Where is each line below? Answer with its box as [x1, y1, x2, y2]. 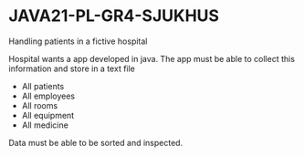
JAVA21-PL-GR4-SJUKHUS [8, 5, 220, 26]
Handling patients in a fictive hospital [8, 36, 148, 47]
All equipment [21, 110, 75, 120]
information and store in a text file [8, 63, 136, 74]
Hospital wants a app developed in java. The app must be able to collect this [8, 53, 296, 64]
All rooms [21, 99, 58, 110]
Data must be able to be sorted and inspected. [8, 137, 183, 148]
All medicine [21, 120, 69, 131]
